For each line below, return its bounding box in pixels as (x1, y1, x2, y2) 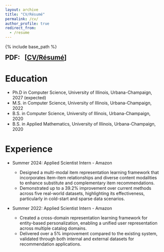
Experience (5, 144, 53, 155)
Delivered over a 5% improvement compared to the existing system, (19, 230, 158, 236)
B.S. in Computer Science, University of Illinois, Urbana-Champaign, (12, 110, 151, 116)
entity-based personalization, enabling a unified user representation (19, 220, 158, 226)
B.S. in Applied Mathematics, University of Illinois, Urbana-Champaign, (12, 121, 156, 126)
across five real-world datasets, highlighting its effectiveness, (19, 190, 145, 196)
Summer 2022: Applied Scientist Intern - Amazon (12, 205, 112, 211)
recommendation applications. (19, 241, 81, 247)
